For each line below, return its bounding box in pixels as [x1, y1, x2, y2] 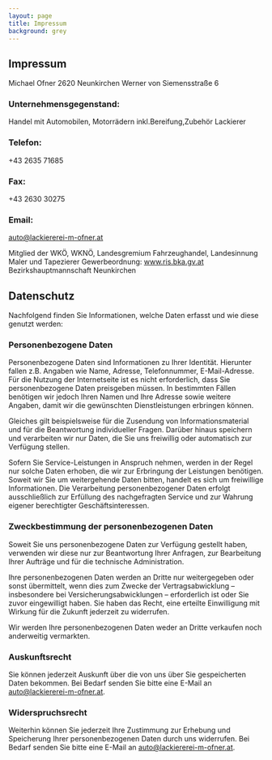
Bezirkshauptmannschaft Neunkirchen [8, 265, 136, 275]
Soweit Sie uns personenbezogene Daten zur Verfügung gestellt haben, [8, 539, 248, 549]
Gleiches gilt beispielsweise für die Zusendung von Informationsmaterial [8, 416, 249, 426]
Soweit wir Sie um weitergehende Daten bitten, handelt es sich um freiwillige [8, 475, 264, 485]
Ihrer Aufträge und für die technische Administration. [8, 556, 185, 567]
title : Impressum [8, 19, 67, 28]
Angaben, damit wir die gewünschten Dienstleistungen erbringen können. [8, 401, 254, 410]
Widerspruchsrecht [8, 707, 87, 718]
